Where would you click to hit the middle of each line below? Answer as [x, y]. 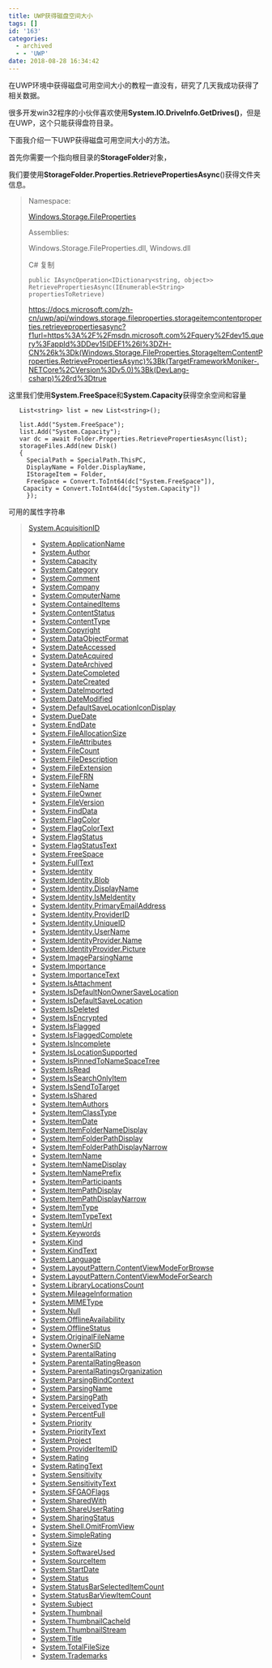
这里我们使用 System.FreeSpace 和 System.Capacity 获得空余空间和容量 [127, 395]
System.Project [66, 1440]
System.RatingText [71, 1466]
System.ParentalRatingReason [91, 1362]
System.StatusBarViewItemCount [96, 1595]
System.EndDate [68, 724]
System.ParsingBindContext [87, 1379]
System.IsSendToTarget [80, 1086]
